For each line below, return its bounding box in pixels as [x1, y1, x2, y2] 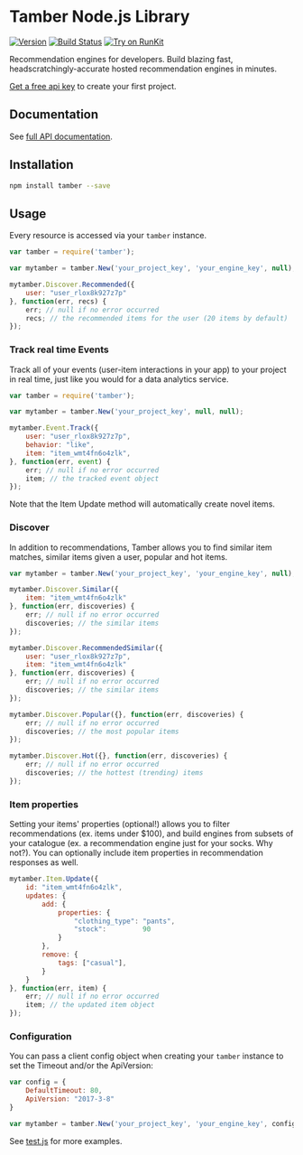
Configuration [9, 1029, 72, 1042]
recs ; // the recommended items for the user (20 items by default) [25, 313, 289, 322]
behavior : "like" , [25, 441, 95, 450]
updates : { [25, 891, 67, 900]
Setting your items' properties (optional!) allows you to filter [9, 819, 230, 830]
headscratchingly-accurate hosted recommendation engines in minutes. [9, 63, 278, 74]
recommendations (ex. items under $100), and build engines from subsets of [9, 828, 294, 839]
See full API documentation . [9, 131, 113, 142]
